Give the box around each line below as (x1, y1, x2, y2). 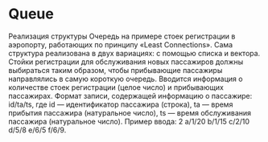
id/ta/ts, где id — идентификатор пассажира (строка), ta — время (8, 99, 233, 109)
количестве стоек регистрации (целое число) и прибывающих (8, 82, 224, 92)
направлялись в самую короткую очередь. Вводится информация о (8, 74, 243, 83)
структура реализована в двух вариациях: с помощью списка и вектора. (8, 48, 261, 58)
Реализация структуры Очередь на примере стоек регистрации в (8, 31, 236, 41)
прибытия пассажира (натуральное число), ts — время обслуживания (8, 108, 252, 117)
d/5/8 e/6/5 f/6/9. (8, 125, 67, 135)
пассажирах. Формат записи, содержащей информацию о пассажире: (8, 91, 253, 100)
